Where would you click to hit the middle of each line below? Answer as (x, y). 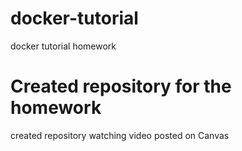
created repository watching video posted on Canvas (120, 135)
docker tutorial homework (63, 46)
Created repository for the (121, 86)
